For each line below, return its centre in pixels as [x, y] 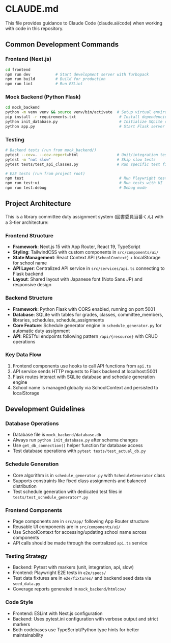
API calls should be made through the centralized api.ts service [80, 543]
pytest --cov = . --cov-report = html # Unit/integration [82, 155]
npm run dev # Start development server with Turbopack [77, 75]
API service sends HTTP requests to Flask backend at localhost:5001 [85, 371]
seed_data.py [26, 584]
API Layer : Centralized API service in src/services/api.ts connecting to [89, 268]
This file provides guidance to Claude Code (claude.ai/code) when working [84, 23]
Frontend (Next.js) [28, 59]
